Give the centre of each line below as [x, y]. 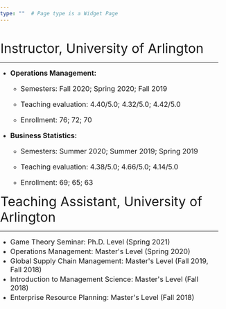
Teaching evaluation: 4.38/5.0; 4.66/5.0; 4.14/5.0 [99, 167]
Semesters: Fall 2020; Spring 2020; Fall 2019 [94, 88]
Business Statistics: [44, 135]
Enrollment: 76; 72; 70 [56, 119]
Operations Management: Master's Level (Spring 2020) [100, 251]
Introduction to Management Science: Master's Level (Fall [104, 279]
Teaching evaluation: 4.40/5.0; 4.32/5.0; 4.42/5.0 [101, 104]
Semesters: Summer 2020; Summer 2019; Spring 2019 [109, 151]
